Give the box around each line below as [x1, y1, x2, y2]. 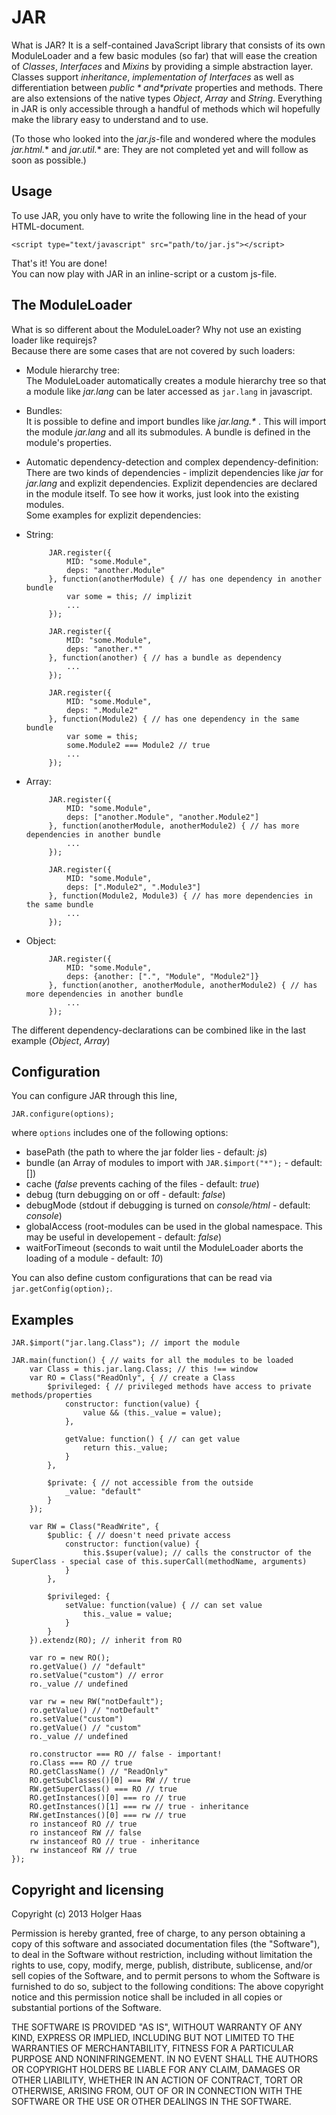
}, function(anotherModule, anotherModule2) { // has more [48, 821, 300, 831]
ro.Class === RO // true [29, 1758, 133, 1768]
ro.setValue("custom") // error [29, 1671, 164, 1681]
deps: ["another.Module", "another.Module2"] [66, 812, 260, 822]
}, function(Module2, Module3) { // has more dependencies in [48, 891, 313, 901]
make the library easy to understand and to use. [11, 113, 209, 125]
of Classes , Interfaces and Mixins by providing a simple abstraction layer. [11, 60, 314, 72]
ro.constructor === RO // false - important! [29, 1749, 223, 1760]
